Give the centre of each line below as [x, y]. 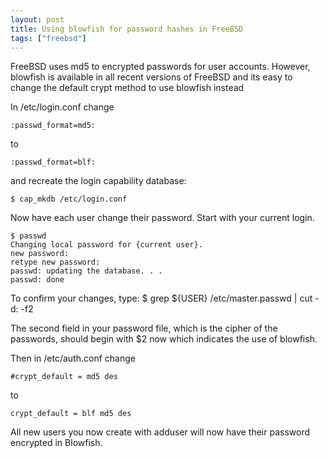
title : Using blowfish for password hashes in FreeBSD [127, 29]
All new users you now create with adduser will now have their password [160, 432]
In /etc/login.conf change [62, 107]
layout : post [37, 19]
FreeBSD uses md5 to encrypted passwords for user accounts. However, [160, 67]
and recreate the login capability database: [98, 181]
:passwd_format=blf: [53, 162]
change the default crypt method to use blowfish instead [127, 88]
